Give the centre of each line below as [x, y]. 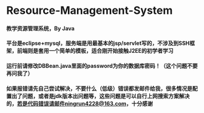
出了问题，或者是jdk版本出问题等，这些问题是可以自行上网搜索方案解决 [100, 96]
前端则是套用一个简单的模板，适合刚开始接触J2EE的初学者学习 [95, 51]
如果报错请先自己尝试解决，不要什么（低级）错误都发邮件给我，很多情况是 [99, 88]
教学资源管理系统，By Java [40, 28]
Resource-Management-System [90, 11]
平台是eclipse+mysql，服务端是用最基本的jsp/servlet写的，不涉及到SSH [98, 44]
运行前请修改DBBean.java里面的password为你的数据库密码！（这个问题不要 [102, 66]
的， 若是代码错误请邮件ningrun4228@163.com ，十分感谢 [80, 103]
